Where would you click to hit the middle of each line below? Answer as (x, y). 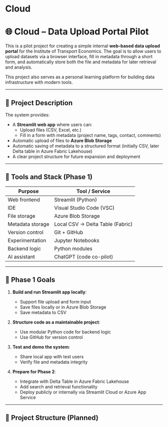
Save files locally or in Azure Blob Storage (63, 307)
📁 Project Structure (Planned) (52, 418)
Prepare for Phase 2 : (34, 371)
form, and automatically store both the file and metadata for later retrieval (81, 62)
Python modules (73, 248)
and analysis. (19, 67)
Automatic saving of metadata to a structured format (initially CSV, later (86, 146)
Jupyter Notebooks (77, 240)
